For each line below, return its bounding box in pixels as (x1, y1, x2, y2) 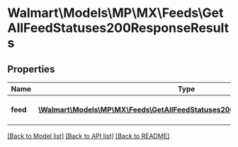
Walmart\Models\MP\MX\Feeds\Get (7, 5, 224, 21)
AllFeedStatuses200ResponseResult (7, 20, 229, 36)
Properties (7, 63, 55, 75)
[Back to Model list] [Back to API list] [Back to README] (7, 132, 170, 140)
